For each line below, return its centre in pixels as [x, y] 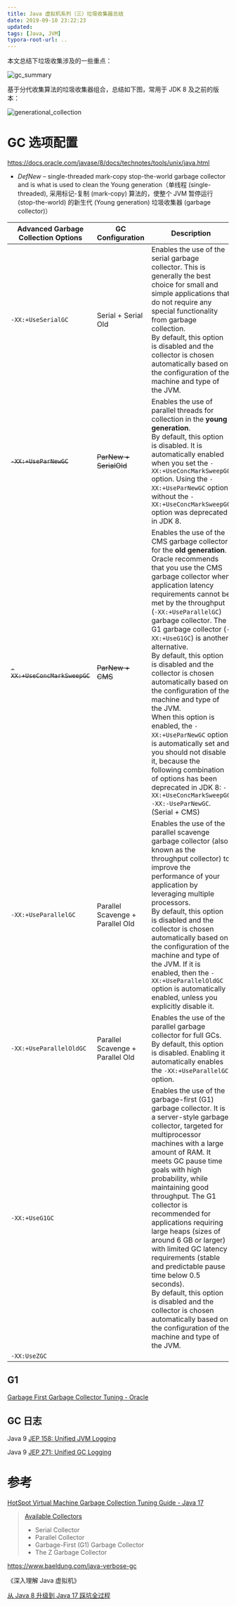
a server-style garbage [190, 1117]
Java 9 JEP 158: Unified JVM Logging [62, 1438]
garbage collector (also [190, 841]
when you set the [180, 463]
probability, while [180, 1178]
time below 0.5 [176, 1276]
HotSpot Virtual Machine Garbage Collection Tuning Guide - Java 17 [105, 1503]
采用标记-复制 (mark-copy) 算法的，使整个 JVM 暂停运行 [131, 193]
